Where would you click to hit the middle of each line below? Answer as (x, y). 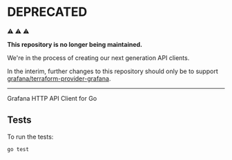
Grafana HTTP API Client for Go (52, 98)
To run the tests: (30, 137)
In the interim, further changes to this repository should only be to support (113, 71)
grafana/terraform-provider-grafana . (59, 78)
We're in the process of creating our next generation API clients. (98, 58)
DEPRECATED (47, 12)
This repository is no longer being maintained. (75, 44)
